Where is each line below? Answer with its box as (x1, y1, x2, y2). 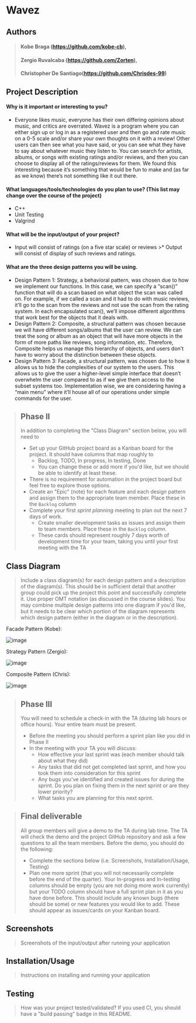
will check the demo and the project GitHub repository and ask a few (20, 833, 186, 840)
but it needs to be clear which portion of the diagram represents (20, 608, 175, 615)
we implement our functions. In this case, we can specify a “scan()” (14, 282, 178, 290)
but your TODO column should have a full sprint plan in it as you (29, 888, 183, 895)
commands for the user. (14, 395, 73, 402)
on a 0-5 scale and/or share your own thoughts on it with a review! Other (14, 135, 190, 142)
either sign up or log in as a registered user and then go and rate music (14, 128, 186, 135)
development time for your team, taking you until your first (37, 538, 178, 545)
